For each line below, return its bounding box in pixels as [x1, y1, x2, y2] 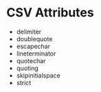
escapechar [16, 42, 51, 50]
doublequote [16, 34, 53, 43]
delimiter [16, 27, 42, 36]
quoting [16, 64, 38, 72]
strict [16, 78, 32, 87]
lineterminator [16, 49, 56, 58]
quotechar [16, 56, 46, 65]
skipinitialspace [16, 71, 61, 80]
